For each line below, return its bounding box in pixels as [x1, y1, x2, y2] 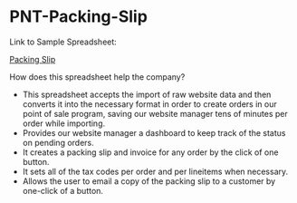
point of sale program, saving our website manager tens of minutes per [22, 108, 288, 119]
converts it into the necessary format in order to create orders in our [22, 98, 278, 110]
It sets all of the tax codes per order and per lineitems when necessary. [22, 166, 289, 177]
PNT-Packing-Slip [9, 6, 148, 27]
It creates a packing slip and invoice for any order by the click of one [22, 147, 279, 158]
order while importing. [22, 118, 106, 129]
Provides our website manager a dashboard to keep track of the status [22, 127, 286, 138]
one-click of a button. [22, 185, 104, 196]
